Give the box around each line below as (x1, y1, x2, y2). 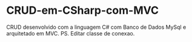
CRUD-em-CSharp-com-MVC (6, 4, 159, 17)
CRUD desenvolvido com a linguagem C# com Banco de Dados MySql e (6, 23, 187, 31)
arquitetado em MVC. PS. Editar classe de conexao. (6, 29, 135, 37)
